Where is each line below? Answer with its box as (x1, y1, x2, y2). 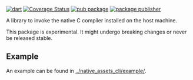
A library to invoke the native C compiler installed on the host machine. (6, 17, 178, 24)
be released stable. (6, 35, 53, 41)
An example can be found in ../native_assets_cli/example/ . (6, 67, 147, 74)
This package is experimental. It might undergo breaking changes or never (6, 28, 187, 35)
